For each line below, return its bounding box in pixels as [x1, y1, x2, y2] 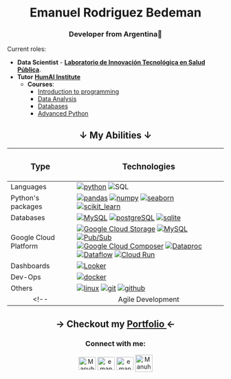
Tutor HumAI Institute [16, 73, 81, 81]
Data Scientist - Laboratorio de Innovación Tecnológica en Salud [16, 58, 206, 67]
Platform [10, 241, 38, 251]
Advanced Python [37, 109, 89, 118]
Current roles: [7, 45, 47, 53]
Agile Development [118, 294, 180, 304]
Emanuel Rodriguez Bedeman [30, 5, 201, 21]
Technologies [122, 161, 175, 172]
